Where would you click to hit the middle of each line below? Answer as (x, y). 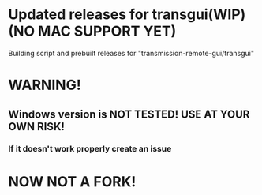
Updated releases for (79, 15)
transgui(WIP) (199, 15)
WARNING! (45, 85)
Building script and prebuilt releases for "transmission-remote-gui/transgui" (131, 53)
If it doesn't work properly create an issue (90, 149)
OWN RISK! (37, 127)
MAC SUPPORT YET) (107, 31)
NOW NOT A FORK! (72, 181)
